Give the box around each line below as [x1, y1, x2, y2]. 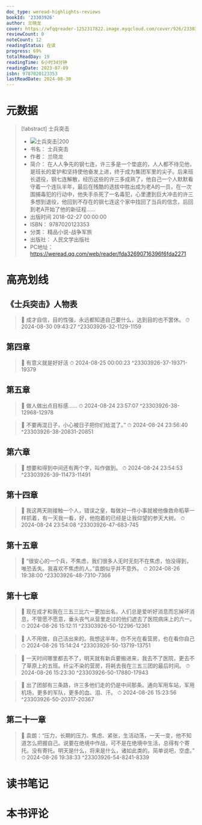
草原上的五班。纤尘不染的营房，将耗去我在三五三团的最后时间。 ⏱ [26, 662, 191, 669]
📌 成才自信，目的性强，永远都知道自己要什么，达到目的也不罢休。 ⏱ [20, 316, 190, 323]
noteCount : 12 [6, 37, 42, 43]
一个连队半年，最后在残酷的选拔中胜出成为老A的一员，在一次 [40, 183, 192, 191]
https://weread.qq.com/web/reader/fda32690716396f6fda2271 [29, 250, 186, 258]
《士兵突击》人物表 [6, 299, 78, 309]
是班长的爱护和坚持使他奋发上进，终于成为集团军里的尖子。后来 [29, 168, 188, 175]
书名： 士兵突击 [29, 145, 69, 153]
